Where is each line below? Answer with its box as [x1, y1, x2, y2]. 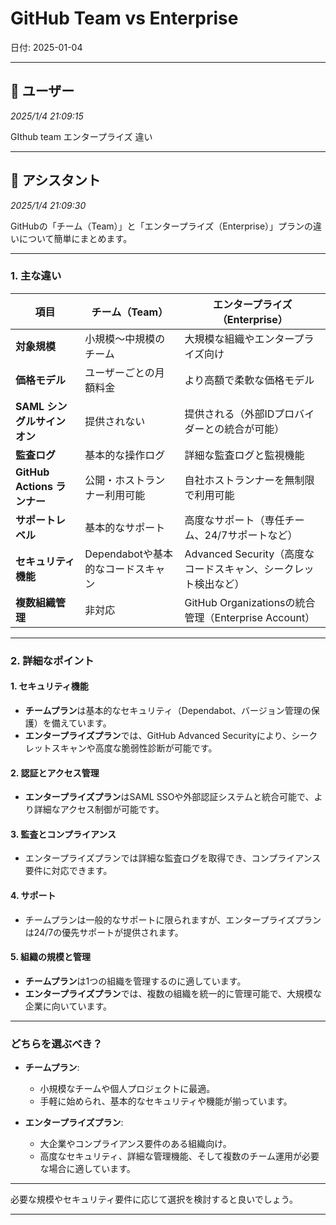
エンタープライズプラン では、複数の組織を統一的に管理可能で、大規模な [24, 987, 322, 999]
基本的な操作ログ [84, 448, 166, 462]
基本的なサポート [84, 520, 166, 534]
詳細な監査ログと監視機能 [184, 448, 305, 462]
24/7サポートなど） [204, 528, 298, 542]
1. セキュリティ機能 [10, 680, 89, 692]
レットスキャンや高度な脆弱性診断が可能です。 [24, 742, 218, 754]
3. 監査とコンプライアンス [10, 828, 117, 840]
